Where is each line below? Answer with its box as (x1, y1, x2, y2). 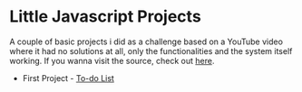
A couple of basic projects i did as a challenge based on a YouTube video (9, 36, 284, 47)
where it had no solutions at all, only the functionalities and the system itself (9, 45, 293, 56)
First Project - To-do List (22, 72, 115, 83)
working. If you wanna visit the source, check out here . (9, 55, 215, 66)
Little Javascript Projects (9, 6, 201, 27)
